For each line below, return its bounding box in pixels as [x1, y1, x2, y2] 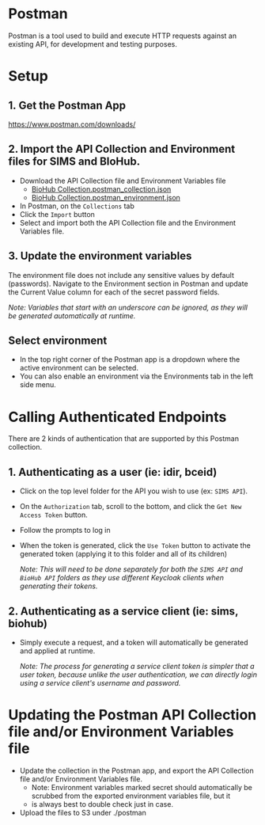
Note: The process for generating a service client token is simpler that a [19, 661, 255, 671]
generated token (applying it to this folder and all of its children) [19, 549, 228, 559]
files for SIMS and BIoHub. [8, 155, 141, 169]
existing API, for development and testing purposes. [8, 39, 178, 48]
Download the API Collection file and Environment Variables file [19, 176, 226, 185]
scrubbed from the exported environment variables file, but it [31, 791, 231, 800]
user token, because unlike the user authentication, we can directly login [19, 670, 258, 679]
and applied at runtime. [19, 646, 96, 656]
